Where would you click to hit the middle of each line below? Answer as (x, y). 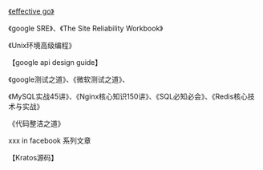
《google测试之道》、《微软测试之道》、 (69, 79)
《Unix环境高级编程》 (42, 45)
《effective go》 (31, 11)
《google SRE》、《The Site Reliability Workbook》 (86, 28)
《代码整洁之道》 (36, 123)
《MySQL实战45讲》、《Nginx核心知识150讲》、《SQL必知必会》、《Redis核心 (128, 96)
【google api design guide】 (55, 62)
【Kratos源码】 (33, 158)
